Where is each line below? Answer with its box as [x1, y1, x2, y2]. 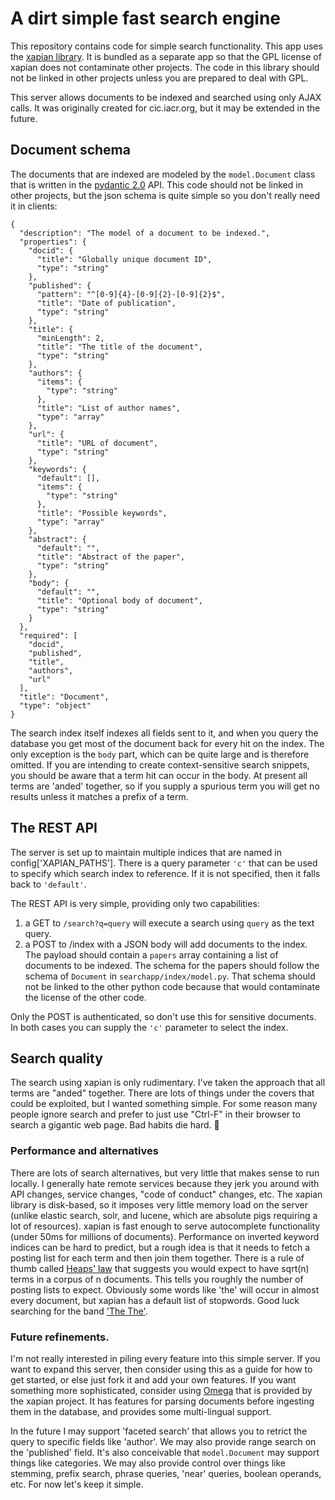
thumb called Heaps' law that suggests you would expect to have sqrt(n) [10, 1262, 310, 1274]
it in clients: [10, 200, 58, 212]
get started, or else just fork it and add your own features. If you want [10, 1373, 297, 1386]
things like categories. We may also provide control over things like [10, 1457, 286, 1469]
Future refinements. [10, 1330, 110, 1344]
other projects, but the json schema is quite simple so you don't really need [10, 189, 321, 201]
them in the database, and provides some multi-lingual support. [10, 1405, 272, 1417]
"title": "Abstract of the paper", [36, 552, 186, 562]
